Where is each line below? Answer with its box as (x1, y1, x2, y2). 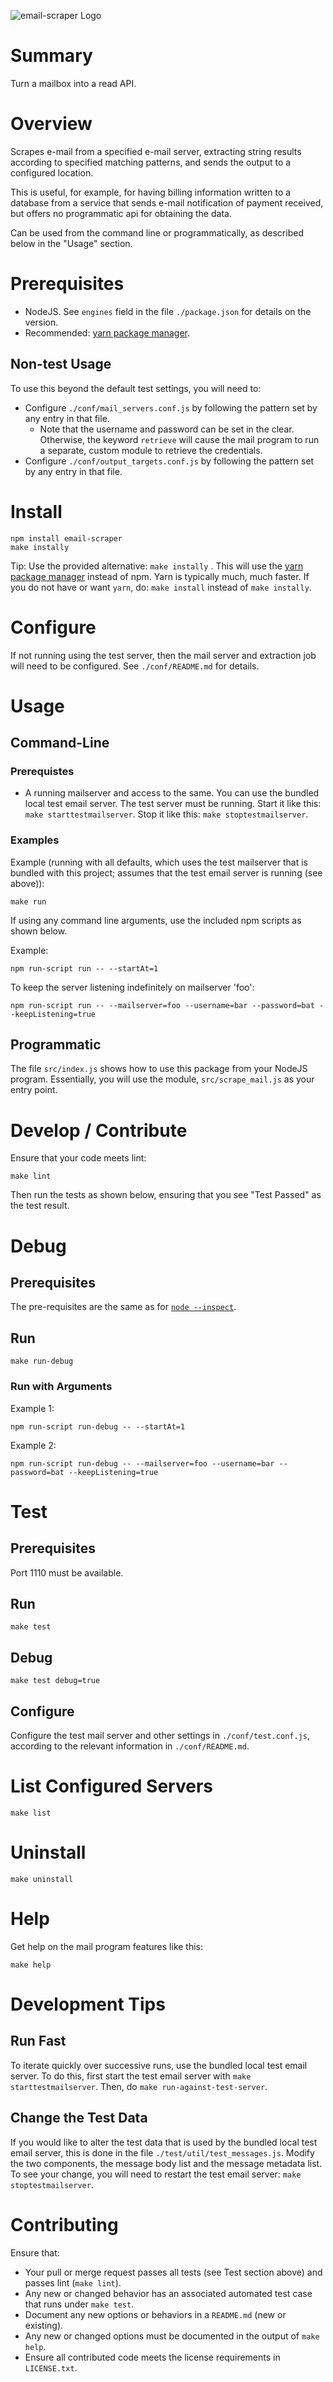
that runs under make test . (24, 2298, 135, 2310)
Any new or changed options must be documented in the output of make (24, 2330, 320, 2342)
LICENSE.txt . (24, 2361, 78, 2374)
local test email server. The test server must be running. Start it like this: (24, 798, 322, 810)
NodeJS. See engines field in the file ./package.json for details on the (24, 305, 312, 317)
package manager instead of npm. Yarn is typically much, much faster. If (10, 570, 310, 582)
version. (24, 316, 59, 328)
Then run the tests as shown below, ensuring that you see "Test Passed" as (10, 1189, 322, 1201)
